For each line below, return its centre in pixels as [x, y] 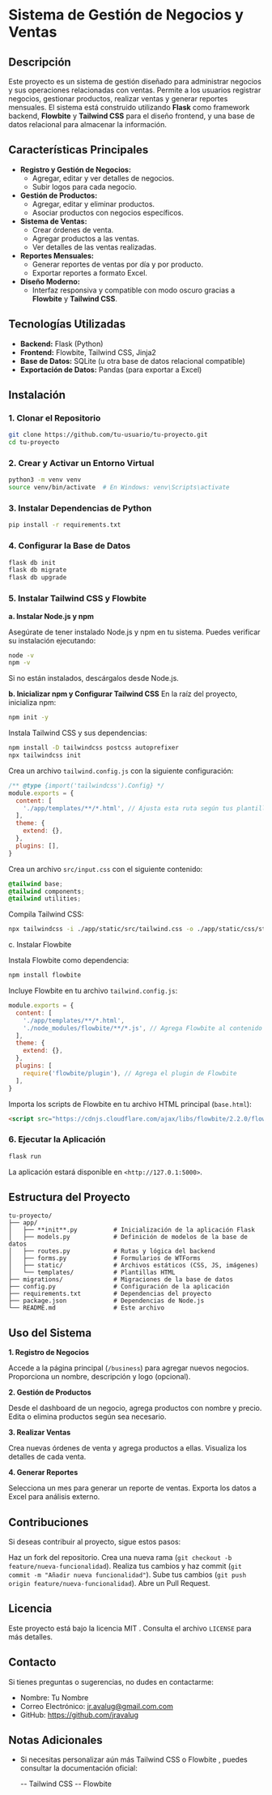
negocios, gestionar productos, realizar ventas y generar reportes [118, 98]
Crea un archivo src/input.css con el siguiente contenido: [106, 869]
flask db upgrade [38, 578]
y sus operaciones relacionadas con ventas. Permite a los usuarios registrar [135, 90]
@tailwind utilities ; [45, 899]
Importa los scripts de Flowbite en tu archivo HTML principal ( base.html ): [130, 1104]
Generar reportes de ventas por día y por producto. [118, 264]
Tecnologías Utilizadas [67, 325]
